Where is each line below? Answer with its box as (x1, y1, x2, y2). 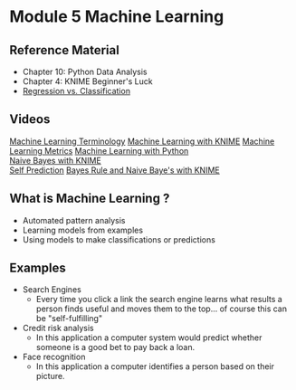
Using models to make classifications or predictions (22, 233, 215, 245)
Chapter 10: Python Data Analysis (22, 66, 148, 77)
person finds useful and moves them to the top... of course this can (35, 303, 288, 314)
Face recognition (22, 351, 86, 363)
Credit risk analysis (22, 323, 95, 334)
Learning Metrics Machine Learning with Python (9, 145, 189, 156)
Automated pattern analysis (22, 214, 126, 225)
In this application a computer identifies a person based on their (35, 361, 274, 372)
